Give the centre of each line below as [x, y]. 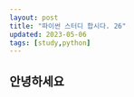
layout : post [34, 18]
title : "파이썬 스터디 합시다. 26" [68, 26]
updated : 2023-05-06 [48, 34]
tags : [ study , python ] [50, 43]
